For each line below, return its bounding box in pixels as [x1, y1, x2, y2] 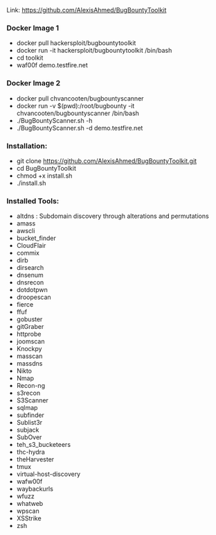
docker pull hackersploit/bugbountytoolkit [16, 39, 136, 47]
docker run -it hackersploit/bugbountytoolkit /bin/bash [16, 46, 172, 55]
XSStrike [16, 514, 42, 523]
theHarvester [16, 455, 55, 464]
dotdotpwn [16, 286, 48, 294]
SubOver [16, 433, 42, 441]
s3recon [16, 389, 41, 398]
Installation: [6, 141, 48, 151]
